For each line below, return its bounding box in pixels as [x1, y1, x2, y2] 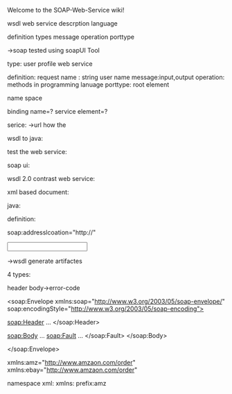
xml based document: [7, 188, 69, 196]
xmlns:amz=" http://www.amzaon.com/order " [7, 359, 136, 366]
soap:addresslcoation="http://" [7, 228, 96, 237]
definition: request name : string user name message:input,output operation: [7, 73, 225, 81]
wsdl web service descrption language [7, 19, 118, 27]
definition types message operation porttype [7, 33, 135, 41]
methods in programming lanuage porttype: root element [7, 80, 170, 89]
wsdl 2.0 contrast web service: [7, 175, 96, 182]
